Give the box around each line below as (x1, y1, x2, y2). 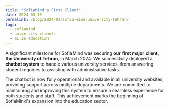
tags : (5, 21, 17, 27)
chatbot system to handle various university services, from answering (5, 61, 154, 67)
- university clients (10, 31, 56, 36)
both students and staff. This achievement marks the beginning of (5, 93, 144, 99)
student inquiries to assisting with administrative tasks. (5, 66, 121, 72)
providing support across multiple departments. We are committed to (5, 81, 151, 88)
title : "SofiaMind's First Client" (5, 7, 81, 13)
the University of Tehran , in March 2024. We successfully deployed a (5, 55, 153, 61)
